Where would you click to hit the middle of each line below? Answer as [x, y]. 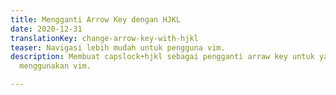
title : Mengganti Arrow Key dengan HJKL [96, 19]
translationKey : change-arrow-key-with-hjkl [104, 38]
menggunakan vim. [55, 66]
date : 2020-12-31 [46, 29]
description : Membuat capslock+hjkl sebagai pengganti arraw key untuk [162, 57]
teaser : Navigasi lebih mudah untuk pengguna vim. [118, 47]
